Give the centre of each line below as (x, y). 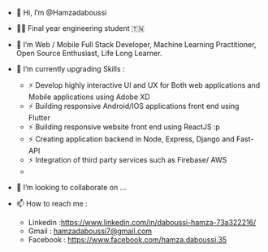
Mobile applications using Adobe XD (89, 97)
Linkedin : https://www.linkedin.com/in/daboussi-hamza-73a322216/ (142, 222)
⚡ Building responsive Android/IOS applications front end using (134, 106)
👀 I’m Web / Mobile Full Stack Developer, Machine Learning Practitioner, (136, 44)
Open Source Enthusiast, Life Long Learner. (89, 53)
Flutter (39, 117)
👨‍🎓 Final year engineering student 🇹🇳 (80, 28)
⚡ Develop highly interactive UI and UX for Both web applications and (144, 85)
